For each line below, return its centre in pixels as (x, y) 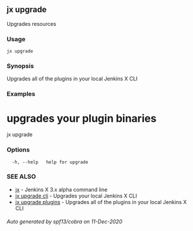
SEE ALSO (21, 177)
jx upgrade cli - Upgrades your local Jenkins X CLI (76, 196)
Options (18, 150)
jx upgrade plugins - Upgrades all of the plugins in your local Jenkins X (101, 202)
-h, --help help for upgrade (50, 162)
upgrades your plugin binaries (82, 118)
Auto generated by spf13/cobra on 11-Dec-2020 (65, 222)
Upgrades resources (31, 24)
